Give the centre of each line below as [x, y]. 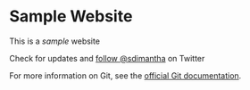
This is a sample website [55, 41]
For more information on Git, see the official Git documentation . [125, 75]
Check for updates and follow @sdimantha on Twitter [107, 58]
